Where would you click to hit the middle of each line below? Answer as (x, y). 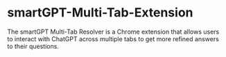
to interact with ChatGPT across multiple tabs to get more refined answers (113, 38)
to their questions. (33, 46)
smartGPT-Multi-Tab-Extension (100, 13)
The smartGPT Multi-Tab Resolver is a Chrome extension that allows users (113, 32)
